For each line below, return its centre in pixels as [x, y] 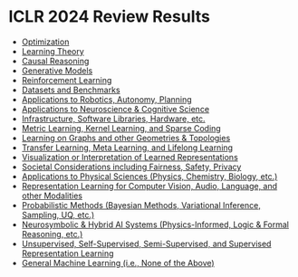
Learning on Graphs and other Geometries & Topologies [126, 138]
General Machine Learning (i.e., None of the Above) [118, 263]
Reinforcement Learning [67, 80]
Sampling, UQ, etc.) [58, 215]
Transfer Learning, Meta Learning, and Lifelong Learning [127, 148]
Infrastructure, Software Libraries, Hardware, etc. [113, 119]
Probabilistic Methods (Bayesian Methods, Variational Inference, [141, 205]
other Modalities [52, 196]
